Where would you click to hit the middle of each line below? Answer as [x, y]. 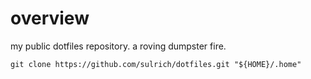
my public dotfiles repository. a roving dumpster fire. [118, 46]
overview [50, 18]
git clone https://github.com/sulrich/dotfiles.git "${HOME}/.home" [156, 64]
